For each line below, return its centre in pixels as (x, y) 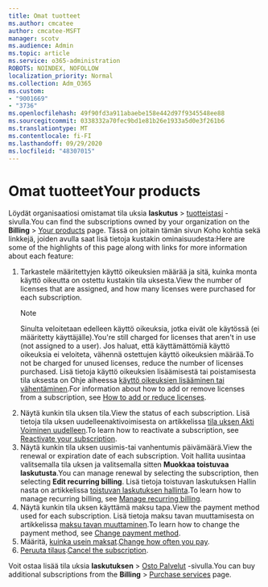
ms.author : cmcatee (41, 23)
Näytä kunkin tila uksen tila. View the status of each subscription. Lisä (135, 413)
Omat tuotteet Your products (105, 191)
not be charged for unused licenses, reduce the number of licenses (132, 363)
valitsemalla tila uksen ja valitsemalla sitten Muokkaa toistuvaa (124, 464)
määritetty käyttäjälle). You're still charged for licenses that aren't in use (138, 338)
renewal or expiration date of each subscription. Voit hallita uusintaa (133, 456)
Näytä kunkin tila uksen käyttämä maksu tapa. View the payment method (140, 507)
